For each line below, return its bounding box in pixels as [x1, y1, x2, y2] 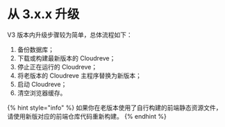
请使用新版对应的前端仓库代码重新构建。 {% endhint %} [7, 112, 167, 120]
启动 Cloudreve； [17, 80, 67, 88]
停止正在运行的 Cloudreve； [17, 62, 98, 71]
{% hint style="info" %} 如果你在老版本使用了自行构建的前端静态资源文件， [7, 103, 222, 112]
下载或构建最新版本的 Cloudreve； [17, 53, 116, 62]
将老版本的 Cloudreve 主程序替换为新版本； [17, 71, 142, 80]
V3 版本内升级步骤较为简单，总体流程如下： [7, 31, 133, 39]
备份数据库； [17, 45, 54, 53]
